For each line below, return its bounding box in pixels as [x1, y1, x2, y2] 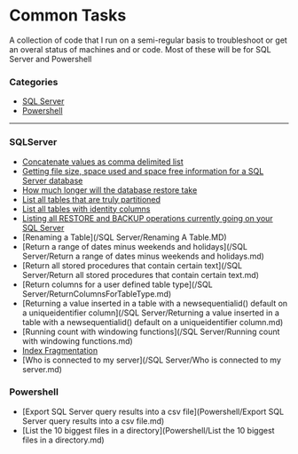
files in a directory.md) [21, 434, 105, 445]
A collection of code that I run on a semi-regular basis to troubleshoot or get [9, 35, 288, 45]
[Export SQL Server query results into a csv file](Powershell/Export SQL [21, 406, 285, 417]
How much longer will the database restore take [21, 184, 198, 195]
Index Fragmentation [21, 345, 98, 355]
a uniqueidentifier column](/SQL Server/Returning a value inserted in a [21, 307, 279, 318]
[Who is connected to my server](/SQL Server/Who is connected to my [21, 354, 282, 365]
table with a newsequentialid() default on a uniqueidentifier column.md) [21, 316, 284, 327]
